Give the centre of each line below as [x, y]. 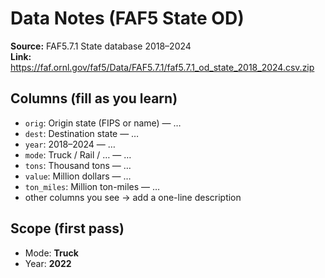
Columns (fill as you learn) [94, 98]
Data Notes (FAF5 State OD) [127, 18]
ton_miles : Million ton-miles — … [92, 186]
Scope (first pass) [67, 228]
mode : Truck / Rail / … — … [78, 154]
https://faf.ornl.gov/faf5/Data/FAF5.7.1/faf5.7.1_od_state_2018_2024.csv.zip [162, 67]
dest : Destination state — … [82, 133]
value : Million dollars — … [78, 176]
